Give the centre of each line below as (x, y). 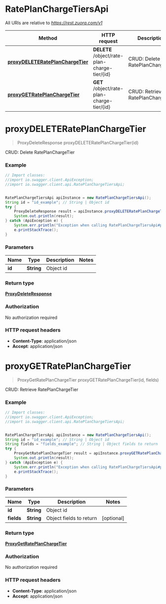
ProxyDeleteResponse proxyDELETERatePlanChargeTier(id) (78, 142)
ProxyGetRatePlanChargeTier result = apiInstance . (67, 453)
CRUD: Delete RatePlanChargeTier (40, 152)
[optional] (113, 518)
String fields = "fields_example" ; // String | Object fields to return (82, 444)
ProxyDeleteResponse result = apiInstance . (60, 212)
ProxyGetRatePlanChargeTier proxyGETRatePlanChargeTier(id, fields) (88, 380)
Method (48, 38)
